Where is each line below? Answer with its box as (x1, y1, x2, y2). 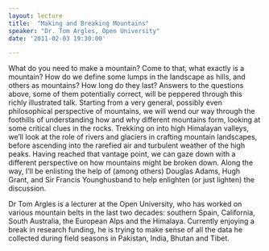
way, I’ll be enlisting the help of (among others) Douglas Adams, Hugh (8, 166, 241, 176)
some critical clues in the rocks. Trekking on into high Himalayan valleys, (8, 123, 250, 133)
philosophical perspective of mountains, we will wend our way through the (8, 107, 255, 116)
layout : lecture (8, 11, 63, 20)
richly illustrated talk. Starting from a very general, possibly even (8, 98, 223, 107)
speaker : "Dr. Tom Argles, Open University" (8, 27, 160, 35)
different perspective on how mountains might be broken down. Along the (8, 158, 254, 168)
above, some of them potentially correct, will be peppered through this (8, 90, 243, 99)
